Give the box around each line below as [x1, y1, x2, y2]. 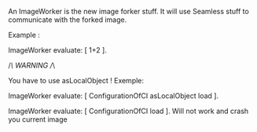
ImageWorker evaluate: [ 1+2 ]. [8, 46, 108, 54]
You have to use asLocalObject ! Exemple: [8, 76, 144, 85]
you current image [8, 115, 68, 124]
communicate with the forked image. [8, 15, 127, 24]
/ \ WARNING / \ [8, 60, 56, 70]
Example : [8, 31, 41, 39]
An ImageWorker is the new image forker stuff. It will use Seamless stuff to [8, 7, 249, 16]
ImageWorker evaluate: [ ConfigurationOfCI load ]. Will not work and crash [8, 106, 249, 115]
